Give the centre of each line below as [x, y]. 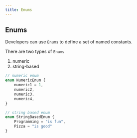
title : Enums [19, 10]
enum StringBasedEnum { [30, 117]
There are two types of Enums [35, 52]
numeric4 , [24, 99]
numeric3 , [24, 94]
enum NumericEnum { [25, 80]
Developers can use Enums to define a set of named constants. [69, 42]
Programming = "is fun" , [40, 122]
